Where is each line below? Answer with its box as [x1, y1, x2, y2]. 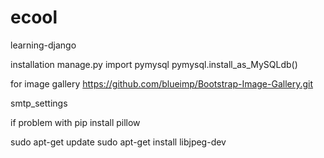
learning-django [10, 39, 77, 51]
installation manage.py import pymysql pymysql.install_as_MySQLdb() [10, 58, 298, 70]
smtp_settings [10, 97, 68, 109]
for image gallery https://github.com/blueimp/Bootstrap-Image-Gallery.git [10, 77, 314, 90]
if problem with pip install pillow [10, 116, 141, 128]
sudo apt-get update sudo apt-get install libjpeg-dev [10, 136, 227, 148]
